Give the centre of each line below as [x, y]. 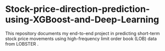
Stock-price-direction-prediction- [77, 9]
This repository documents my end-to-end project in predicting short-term [82, 33]
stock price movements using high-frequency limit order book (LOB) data [81, 39]
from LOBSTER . [22, 44]
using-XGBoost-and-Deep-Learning [82, 20]
